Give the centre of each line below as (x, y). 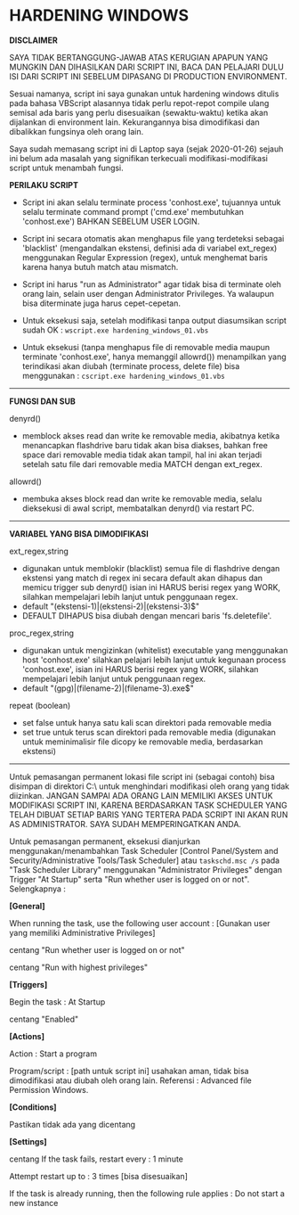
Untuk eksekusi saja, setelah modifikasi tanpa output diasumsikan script (154, 320)
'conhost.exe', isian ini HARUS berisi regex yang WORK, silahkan (140, 669)
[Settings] (28, 1141)
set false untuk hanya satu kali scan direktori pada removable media (147, 722)
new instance (34, 1203)
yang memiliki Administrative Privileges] (82, 932)
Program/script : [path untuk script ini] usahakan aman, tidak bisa (129, 1071)
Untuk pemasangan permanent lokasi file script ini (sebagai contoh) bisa (142, 776)
